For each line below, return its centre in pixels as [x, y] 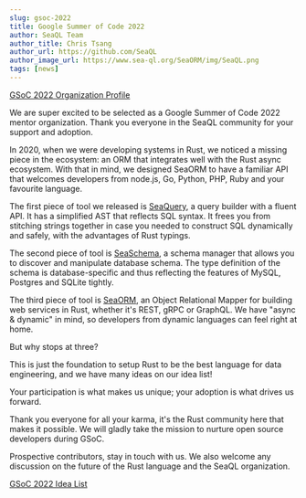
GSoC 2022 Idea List [49, 483]
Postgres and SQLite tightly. [62, 282]
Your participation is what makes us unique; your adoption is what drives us [152, 392]
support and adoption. [51, 132]
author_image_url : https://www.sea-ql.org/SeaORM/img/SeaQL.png [134, 60]
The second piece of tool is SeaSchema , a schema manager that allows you [152, 253]
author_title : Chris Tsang [61, 43]
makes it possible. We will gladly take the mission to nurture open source [147, 429]
